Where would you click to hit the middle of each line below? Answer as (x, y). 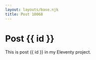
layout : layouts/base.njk (32, 10)
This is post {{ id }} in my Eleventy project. (48, 52)
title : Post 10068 (24, 14)
